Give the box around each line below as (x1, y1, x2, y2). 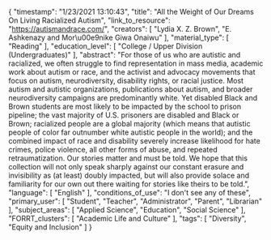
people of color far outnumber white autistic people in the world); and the (8, 127, 253, 137)
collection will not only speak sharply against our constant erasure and (8, 162, 244, 171)
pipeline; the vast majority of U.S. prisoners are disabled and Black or (8, 110, 239, 120)
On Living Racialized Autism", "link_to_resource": (8, 15, 171, 25)
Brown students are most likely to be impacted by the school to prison (8, 101, 242, 111)
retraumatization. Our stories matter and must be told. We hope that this (8, 153, 248, 163)
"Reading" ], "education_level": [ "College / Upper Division (8, 41, 203, 51)
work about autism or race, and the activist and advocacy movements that (8, 67, 256, 76)
